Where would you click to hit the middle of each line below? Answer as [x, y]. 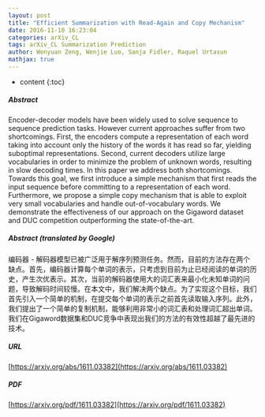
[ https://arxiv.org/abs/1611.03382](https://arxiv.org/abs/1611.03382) [118, 367]
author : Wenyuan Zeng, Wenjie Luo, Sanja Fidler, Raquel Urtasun [118, 52]
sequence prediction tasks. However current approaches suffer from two [127, 128]
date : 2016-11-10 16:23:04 [52, 30]
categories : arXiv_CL [44, 37]
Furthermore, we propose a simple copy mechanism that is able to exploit [127, 195]
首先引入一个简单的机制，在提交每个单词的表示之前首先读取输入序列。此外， [132, 298]
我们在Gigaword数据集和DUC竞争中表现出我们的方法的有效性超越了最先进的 [132, 318]
